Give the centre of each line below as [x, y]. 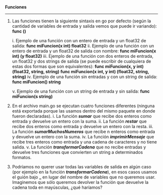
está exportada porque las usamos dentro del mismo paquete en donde [83, 111]
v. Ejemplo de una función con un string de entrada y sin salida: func [81, 91]
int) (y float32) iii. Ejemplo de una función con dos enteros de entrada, [83, 56]
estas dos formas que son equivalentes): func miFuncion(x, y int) [78, 66]
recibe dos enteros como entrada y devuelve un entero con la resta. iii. [83, 126]
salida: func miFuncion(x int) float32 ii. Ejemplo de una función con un [83, 46]
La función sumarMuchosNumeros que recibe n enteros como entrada [83, 131]
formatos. [22, 157]
